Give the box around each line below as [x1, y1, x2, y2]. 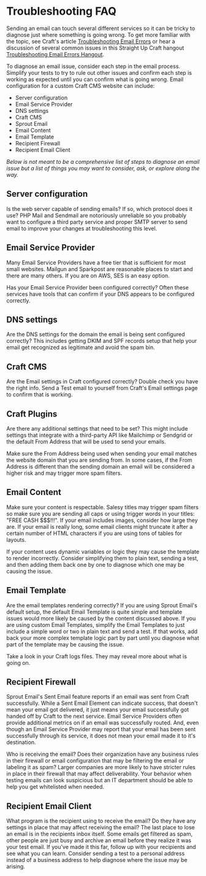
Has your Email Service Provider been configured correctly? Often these [6, 283, 189, 291]
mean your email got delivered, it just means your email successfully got [6, 706, 189, 713]
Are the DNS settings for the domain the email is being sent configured [6, 331, 185, 338]
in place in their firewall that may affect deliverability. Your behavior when [6, 770, 192, 777]
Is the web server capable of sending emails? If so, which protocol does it [6, 205, 193, 212]
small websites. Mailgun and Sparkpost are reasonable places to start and [6, 265, 193, 272]
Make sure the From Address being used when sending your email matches [6, 450, 197, 457]
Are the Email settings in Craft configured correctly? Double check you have [6, 378, 199, 385]
